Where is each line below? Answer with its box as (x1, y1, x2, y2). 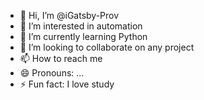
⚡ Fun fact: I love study (19, 78, 115, 90)
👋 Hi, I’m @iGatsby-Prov (19, 10, 120, 21)
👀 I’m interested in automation (19, 20, 143, 32)
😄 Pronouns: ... (19, 67, 85, 79)
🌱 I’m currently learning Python (19, 31, 148, 42)
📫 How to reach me (19, 53, 103, 64)
